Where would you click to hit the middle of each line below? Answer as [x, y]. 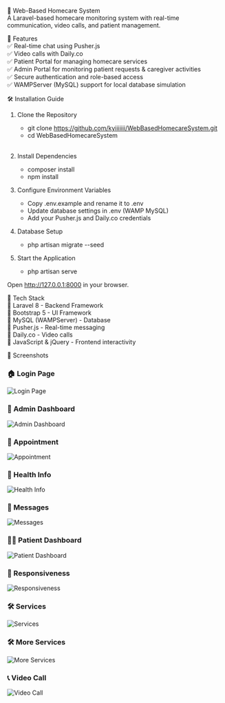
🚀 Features [22, 39]
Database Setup [40, 231]
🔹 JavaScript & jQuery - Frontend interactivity [72, 342]
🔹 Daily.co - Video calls [40, 335]
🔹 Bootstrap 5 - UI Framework [49, 313]
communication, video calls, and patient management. [84, 25]
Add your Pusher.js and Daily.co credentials [89, 218]
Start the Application [46, 258]
